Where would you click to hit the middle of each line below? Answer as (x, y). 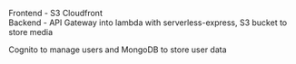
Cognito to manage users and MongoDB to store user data (118, 50)
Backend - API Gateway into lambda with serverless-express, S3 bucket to (148, 23)
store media (31, 32)
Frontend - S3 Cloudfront (56, 13)
